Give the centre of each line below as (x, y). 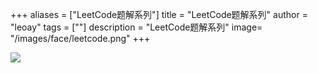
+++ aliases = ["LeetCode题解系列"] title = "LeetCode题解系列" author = (159, 14)
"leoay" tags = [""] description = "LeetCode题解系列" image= (136, 27)
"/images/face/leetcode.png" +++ (80, 38)
